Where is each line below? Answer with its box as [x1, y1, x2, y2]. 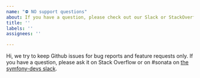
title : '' [6, 20, 31, 26]
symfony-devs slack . [6, 65, 58, 72]
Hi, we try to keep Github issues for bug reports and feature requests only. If [6, 52, 193, 60]
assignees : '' [6, 31, 42, 37]
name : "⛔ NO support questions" [6, 8, 87, 15]
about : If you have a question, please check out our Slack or [6, 14, 167, 20]
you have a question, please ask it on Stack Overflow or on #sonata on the [6, 59, 189, 66]
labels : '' [6, 25, 33, 32]
